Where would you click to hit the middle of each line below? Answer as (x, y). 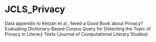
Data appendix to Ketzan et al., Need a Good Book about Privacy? (74, 23)
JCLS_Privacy (35, 9)
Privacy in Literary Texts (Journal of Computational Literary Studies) (76, 34)
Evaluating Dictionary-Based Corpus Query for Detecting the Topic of (78, 28)
